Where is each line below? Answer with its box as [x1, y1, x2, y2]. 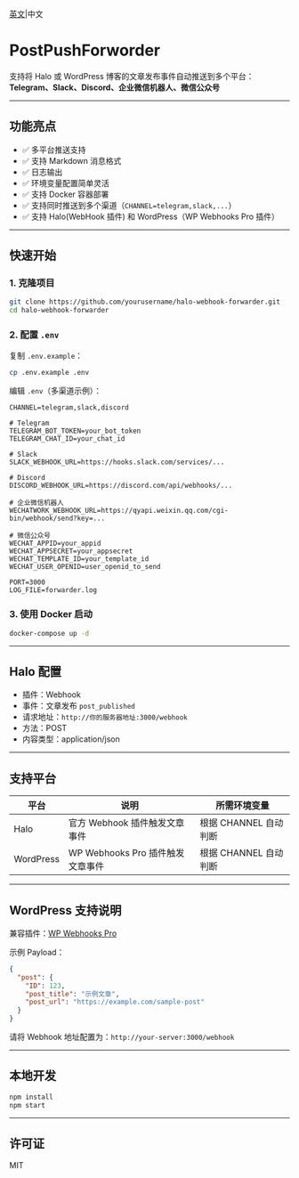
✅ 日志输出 [21, 167, 63, 177]
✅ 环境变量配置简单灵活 [21, 177, 109, 188]
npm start [9, 1101, 46, 1109]
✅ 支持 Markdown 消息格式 [21, 155, 122, 166]
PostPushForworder [9, 40, 161, 61]
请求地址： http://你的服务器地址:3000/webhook [21, 711, 189, 722]
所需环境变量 [215, 800, 270, 812]
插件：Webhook [21, 689, 82, 700]
